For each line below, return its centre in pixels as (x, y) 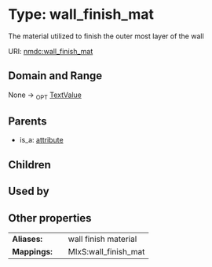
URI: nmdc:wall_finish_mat (51, 51)
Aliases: (27, 239)
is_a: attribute (42, 140)
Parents (27, 121)
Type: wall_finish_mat (81, 14)
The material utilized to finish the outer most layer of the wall (106, 36)
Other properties (50, 218)
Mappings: (33, 251)
